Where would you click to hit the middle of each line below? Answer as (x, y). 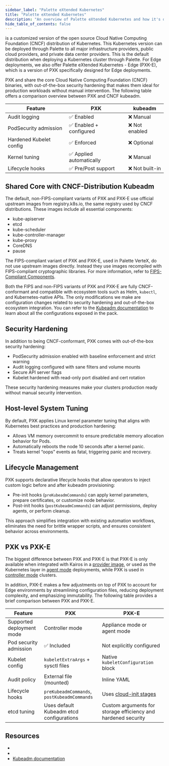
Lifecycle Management (42, 467)
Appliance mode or (124, 625)
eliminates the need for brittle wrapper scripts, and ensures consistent (78, 526)
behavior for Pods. (32, 441)
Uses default (59, 706)
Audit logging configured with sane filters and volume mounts (76, 367)
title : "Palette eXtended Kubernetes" (46, 15)
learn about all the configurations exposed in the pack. (62, 313)
